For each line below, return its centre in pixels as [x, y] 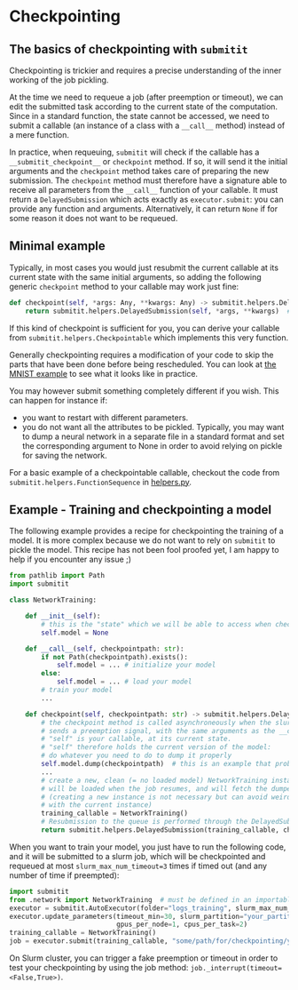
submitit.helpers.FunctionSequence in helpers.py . [101, 482]
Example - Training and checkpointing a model [141, 510]
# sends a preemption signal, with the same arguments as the [158, 731]
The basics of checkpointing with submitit [129, 49]
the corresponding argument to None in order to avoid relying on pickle [152, 445]
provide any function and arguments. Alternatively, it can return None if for [143, 209]
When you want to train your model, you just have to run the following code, [148, 847]
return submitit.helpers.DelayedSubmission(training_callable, [160, 830]
